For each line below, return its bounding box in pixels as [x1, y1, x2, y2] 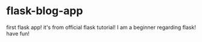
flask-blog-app [6, 4, 83, 18]
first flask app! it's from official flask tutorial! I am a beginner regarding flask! [6, 24, 196, 31]
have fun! [6, 30, 30, 37]
